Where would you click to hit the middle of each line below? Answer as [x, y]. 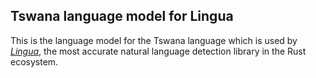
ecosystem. [34, 61]
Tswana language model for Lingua [122, 16]
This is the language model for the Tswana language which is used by [154, 40]
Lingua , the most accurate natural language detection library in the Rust [158, 51]
